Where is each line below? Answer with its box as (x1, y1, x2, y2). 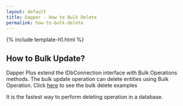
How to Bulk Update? (6, 53, 86, 63)
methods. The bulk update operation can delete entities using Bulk (6, 76, 169, 83)
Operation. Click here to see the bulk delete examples (6, 82, 138, 89)
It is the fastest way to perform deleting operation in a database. (6, 93, 163, 101)
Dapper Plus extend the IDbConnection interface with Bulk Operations (6, 69, 178, 76)
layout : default (6, 8, 46, 15)
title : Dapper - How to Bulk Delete (6, 14, 97, 20)
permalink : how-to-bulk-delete (6, 20, 84, 26)
